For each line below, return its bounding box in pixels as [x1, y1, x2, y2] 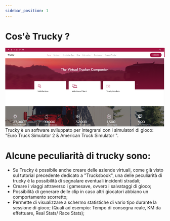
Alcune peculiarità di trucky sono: [5, 150, 151, 162]
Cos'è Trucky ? [5, 30, 70, 42]
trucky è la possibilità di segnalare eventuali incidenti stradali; [12, 177, 141, 183]
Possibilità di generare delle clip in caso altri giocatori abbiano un [12, 188, 149, 195]
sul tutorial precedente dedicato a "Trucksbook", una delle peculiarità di [12, 172, 162, 178]
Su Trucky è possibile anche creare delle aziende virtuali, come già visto [12, 167, 163, 173]
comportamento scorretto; [12, 194, 68, 200]
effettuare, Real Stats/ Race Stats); [12, 210, 85, 216]
